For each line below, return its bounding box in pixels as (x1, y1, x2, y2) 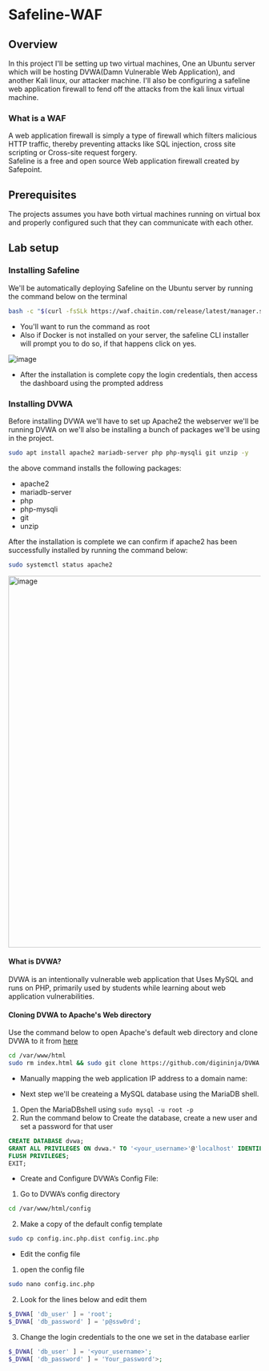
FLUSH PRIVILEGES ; (8, 1152, 70, 1160)
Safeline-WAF (8, 6, 102, 24)
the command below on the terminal (8, 291, 128, 301)
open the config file (19, 1265, 85, 1274)
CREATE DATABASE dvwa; (8, 1136, 84, 1145)
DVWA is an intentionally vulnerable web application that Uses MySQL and (8, 974, 254, 984)
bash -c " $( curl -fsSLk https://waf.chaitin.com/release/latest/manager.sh (8, 307, 267, 315)
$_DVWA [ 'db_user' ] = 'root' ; (8, 1310, 113, 1318)
